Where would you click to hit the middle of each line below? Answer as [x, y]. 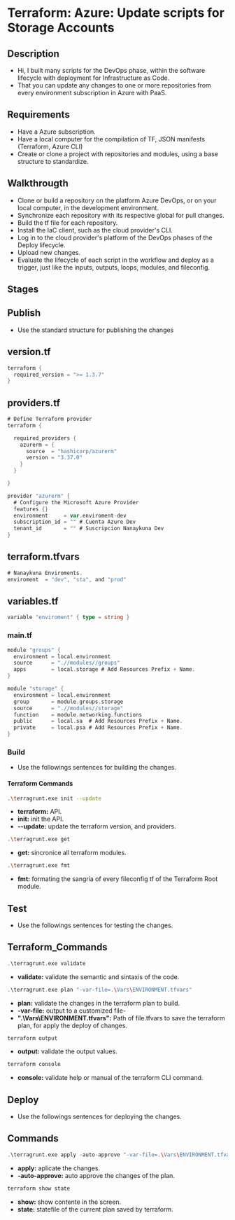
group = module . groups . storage [69, 702]
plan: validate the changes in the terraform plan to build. [99, 1003]
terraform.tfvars [44, 557]
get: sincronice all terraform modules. [72, 853]
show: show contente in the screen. [69, 1202]
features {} [31, 509]
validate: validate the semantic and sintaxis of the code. [98, 977]
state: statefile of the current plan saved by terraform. [95, 1209]
